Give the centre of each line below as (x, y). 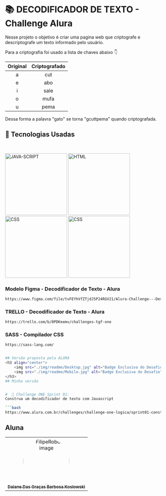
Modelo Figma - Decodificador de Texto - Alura (62, 289)
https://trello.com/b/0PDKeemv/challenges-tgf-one (58, 322)
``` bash (13, 408)
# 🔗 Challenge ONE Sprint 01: (37, 394)
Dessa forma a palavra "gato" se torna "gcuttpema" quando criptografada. (81, 119)
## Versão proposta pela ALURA (37, 358)
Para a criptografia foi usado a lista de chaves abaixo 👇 (61, 52)
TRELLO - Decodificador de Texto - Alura (55, 312)
